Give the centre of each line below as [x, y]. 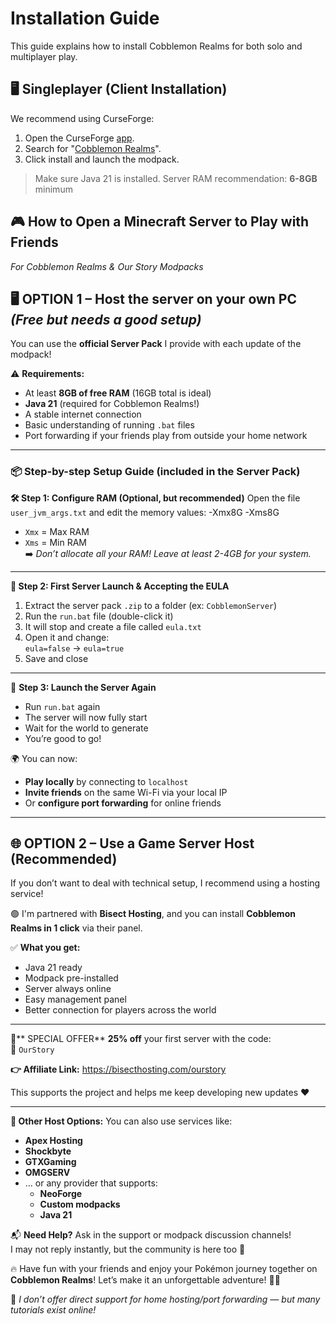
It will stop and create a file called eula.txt [113, 626]
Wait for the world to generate [86, 728]
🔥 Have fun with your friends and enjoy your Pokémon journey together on [164, 1269]
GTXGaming [50, 1162]
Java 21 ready [53, 968]
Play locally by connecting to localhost [106, 781]
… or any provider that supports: [91, 1183]
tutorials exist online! [53, 1310]
